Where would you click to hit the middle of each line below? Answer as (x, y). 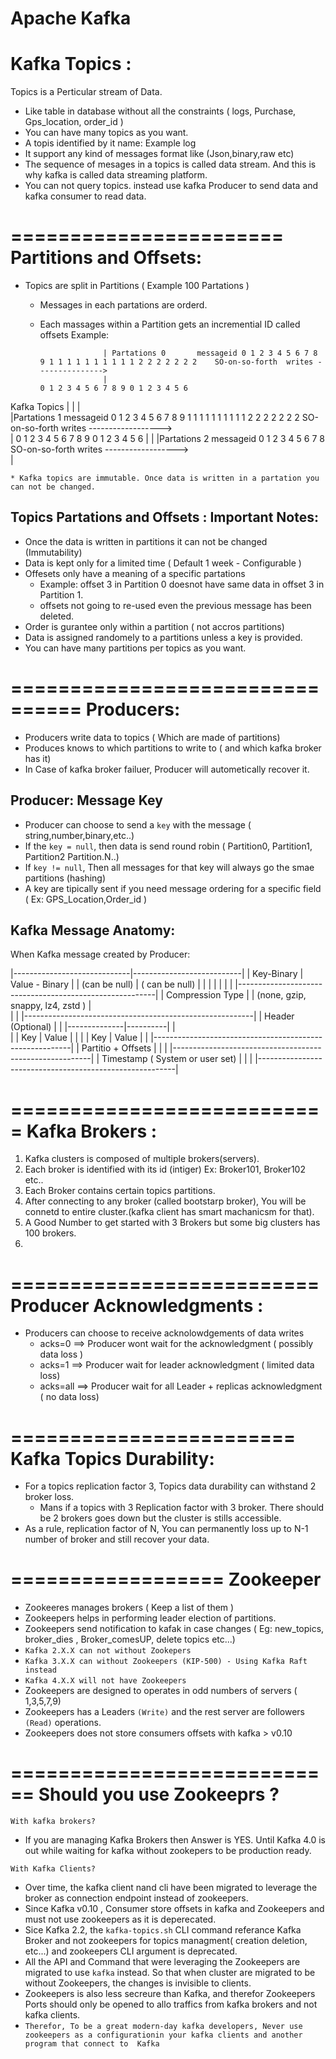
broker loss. (49, 1497)
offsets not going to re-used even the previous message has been (175, 605)
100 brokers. (50, 1233)
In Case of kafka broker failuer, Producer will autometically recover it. (167, 769)
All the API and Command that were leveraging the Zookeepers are (162, 1962)
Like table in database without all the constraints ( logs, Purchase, (160, 111)
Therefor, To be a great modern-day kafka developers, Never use (163, 2027)
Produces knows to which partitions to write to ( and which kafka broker (173, 748)
